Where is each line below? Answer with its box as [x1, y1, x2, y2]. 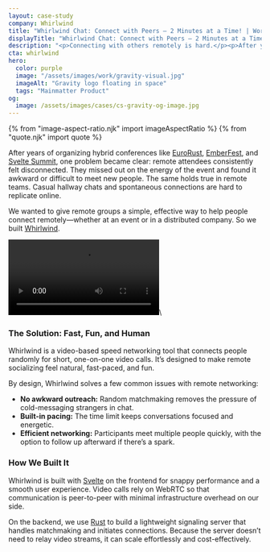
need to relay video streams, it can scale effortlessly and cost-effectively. [8, 533, 252, 544]
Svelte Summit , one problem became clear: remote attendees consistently [8, 156, 254, 166]
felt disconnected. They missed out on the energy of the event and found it [8, 165, 257, 175]
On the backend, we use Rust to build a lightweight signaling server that [8, 517, 247, 526]
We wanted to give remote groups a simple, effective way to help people [8, 206, 248, 216]
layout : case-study [8, 11, 74, 20]
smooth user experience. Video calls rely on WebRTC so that [8, 484, 210, 494]
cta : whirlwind [8, 49, 59, 57]
